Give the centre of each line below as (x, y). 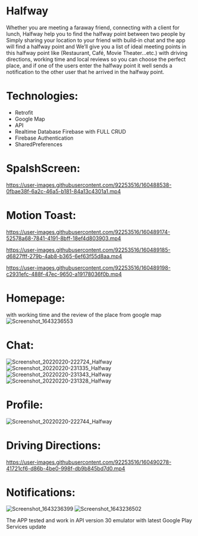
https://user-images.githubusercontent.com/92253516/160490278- (89, 462)
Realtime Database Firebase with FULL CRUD (70, 131)
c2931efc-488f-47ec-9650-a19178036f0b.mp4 (64, 274)
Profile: (25, 405)
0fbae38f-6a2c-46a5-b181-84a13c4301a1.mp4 (64, 191)
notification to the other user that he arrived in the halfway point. (85, 72)
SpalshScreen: (43, 169)
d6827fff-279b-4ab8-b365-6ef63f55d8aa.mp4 (64, 256)
